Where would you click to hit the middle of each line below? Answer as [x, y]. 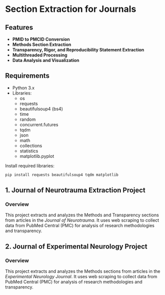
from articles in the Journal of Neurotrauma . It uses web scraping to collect [82, 220]
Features [19, 27]
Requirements [27, 76]
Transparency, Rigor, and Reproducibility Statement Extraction [78, 50]
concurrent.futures [39, 124]
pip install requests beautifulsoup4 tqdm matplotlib [62, 175]
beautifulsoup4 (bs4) [41, 109]
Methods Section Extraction [42, 45]
